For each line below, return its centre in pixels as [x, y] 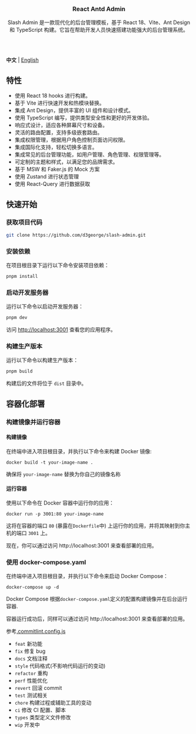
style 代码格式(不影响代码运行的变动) [60, 666]
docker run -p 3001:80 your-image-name [55, 514]
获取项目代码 [24, 222]
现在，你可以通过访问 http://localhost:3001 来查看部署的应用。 [82, 545]
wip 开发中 [27, 725]
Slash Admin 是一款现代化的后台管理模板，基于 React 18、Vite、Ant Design [99, 22]
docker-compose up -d [33, 587]
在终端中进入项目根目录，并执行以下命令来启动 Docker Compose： [87, 576]
